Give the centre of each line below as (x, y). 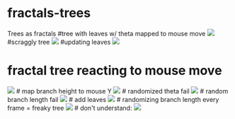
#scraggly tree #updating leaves (59, 42)
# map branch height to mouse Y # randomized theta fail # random (122, 91)
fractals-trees (49, 13)
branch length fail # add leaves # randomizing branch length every (113, 99)
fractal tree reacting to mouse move (115, 70)
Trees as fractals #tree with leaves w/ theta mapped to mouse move (107, 33)
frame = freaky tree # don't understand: (70, 108)
